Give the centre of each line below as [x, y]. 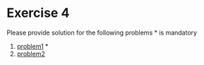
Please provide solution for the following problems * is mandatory [102, 32]
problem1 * [32, 46]
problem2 [31, 54]
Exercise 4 [38, 13]
